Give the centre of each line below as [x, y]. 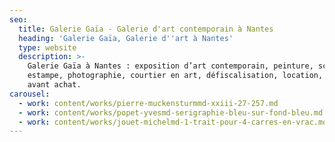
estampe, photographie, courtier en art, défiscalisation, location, [175, 76]
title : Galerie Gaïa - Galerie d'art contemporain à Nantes [146, 29]
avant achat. [54, 85]
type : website [47, 47]
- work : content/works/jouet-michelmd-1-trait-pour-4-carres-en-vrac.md [173, 122]
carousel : [30, 94]
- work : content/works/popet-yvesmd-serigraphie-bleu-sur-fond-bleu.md [171, 112]
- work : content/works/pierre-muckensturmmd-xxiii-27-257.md [148, 103]
